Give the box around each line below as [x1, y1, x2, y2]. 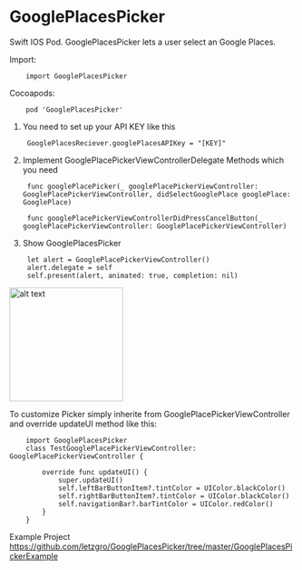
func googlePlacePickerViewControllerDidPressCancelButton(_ [26, 214, 263, 223]
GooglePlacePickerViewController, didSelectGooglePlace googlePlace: [22, 189, 292, 199]
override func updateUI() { [42, 467, 148, 476]
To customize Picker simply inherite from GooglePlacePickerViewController [9, 408, 290, 419]
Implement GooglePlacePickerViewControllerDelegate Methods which [22, 155, 284, 165]
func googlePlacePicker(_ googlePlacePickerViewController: [26, 182, 259, 191]
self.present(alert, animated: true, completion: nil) [26, 271, 239, 280]
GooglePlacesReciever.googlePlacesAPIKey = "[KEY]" [26, 138, 227, 147]
